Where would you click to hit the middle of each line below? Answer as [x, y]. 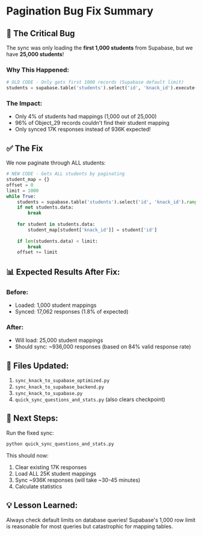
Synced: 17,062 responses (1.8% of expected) [72, 311]
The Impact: [24, 103]
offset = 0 [20, 185]
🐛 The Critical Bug [41, 33]
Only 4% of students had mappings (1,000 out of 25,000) [86, 116]
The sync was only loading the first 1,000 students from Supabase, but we [100, 48]
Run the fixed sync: [30, 433]
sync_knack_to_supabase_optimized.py [62, 381]
